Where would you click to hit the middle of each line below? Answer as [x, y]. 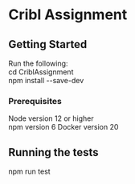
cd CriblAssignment [41, 72]
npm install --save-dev [46, 80]
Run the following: [38, 63]
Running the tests [53, 152]
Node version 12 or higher [51, 118]
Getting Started [48, 44]
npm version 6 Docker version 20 [63, 127]
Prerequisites [35, 101]
